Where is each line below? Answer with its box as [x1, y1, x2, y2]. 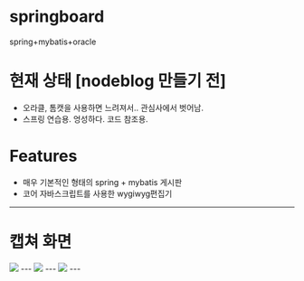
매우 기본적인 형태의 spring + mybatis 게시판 [22, 176, 183, 187]
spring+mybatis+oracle [9, 36, 97, 47]
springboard [9, 6, 105, 27]
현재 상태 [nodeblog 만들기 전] [9, 70, 226, 91]
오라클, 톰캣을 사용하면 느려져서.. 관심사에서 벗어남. [22, 102, 204, 113]
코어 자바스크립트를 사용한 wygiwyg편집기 [22, 188, 173, 199]
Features [9, 146, 78, 166]
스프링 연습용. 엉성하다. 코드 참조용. [22, 113, 148, 124]
